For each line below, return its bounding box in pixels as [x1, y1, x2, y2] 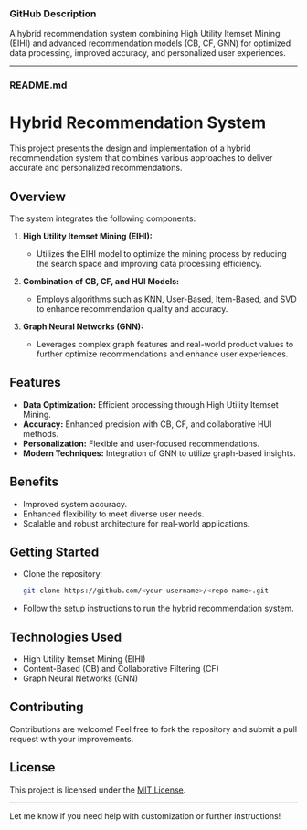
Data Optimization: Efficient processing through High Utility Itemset [22, 399, 279, 410]
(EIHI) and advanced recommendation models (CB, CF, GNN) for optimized [9, 37, 291, 48]
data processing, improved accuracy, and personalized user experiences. [9, 48, 286, 59]
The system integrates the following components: [9, 213, 196, 224]
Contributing [9, 699, 84, 715]
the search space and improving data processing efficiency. [36, 258, 262, 269]
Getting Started [9, 544, 100, 559]
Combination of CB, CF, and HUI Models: [22, 275, 180, 286]
